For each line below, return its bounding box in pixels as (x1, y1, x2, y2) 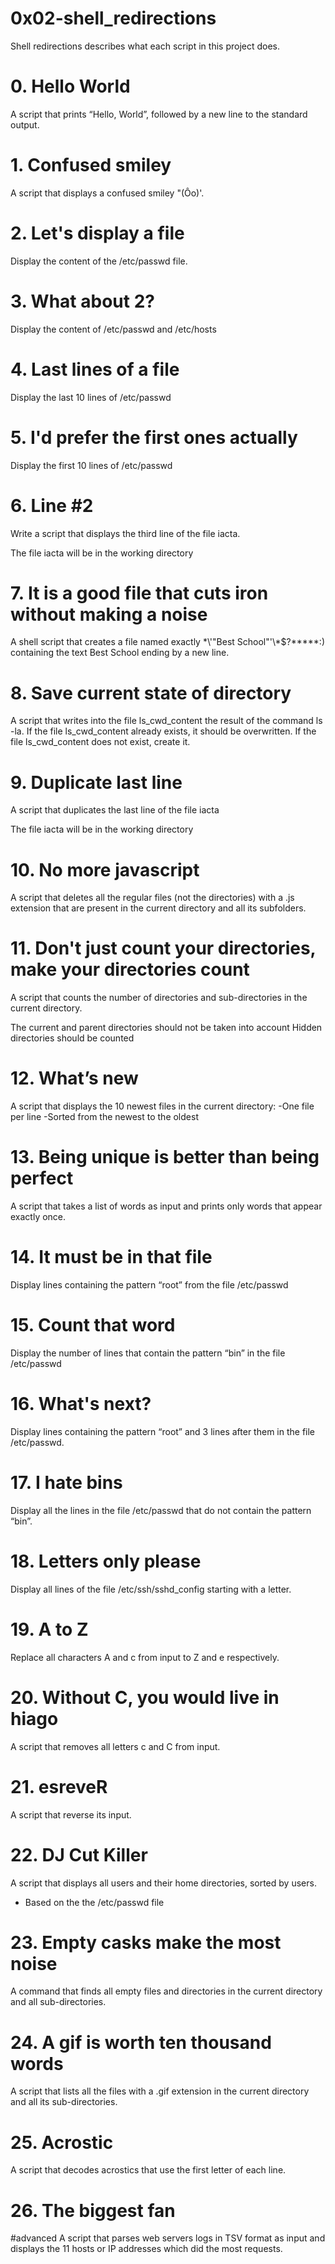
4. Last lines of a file (10, 358, 180, 381)
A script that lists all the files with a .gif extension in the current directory (10, 2085, 310, 2097)
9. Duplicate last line (10, 771, 183, 794)
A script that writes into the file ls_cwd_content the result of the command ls (10, 715, 323, 727)
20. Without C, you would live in (10, 1686, 280, 1709)
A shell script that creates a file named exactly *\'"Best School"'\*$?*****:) (10, 636, 326, 648)
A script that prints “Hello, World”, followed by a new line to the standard (10, 108, 308, 120)
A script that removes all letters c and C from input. (10, 1740, 221, 1752)
